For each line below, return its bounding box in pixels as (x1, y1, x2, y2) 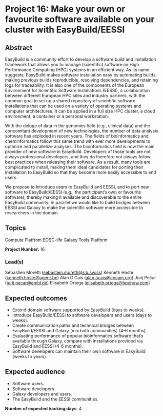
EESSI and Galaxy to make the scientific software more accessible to (5, 205, 143, 210)
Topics (5, 224, 26, 232)
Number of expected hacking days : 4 (5, 405, 82, 411)
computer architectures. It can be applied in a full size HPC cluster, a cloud (5, 108, 155, 114)
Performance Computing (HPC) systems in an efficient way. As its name (5, 67, 150, 73)
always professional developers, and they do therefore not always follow (5, 154, 151, 159)
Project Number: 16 (5, 246, 45, 252)
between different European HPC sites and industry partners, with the (5, 93, 145, 98)
